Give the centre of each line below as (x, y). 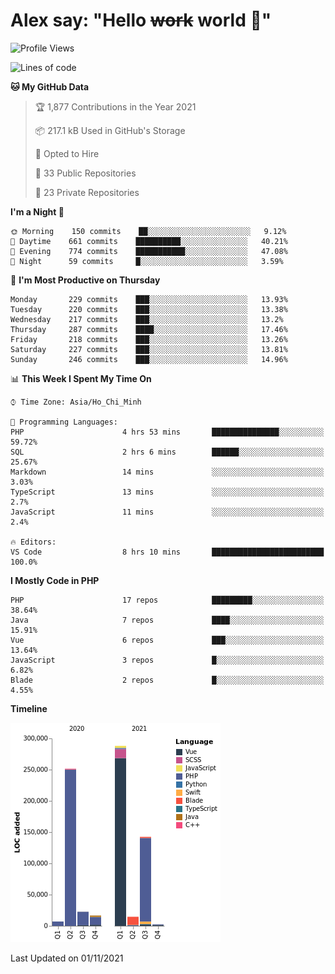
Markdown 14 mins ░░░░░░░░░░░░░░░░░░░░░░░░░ (167, 472)
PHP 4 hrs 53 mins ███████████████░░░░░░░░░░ (167, 432)
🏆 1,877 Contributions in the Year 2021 (115, 106)
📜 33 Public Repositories (85, 173)
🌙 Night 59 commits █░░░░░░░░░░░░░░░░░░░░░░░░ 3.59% (147, 261)
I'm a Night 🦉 (37, 211)
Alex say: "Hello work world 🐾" (141, 20)
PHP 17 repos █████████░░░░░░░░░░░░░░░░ (167, 600)
